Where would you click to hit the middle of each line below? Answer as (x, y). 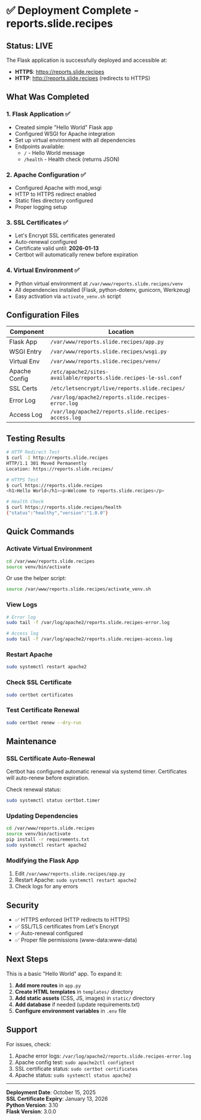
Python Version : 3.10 (32, 1105)
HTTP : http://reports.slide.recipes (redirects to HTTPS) (83, 78)
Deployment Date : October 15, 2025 (51, 1092)
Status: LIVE (30, 46)
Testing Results (36, 438)
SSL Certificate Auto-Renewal (51, 758)
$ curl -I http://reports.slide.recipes (57, 458)
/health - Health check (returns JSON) (71, 159)
